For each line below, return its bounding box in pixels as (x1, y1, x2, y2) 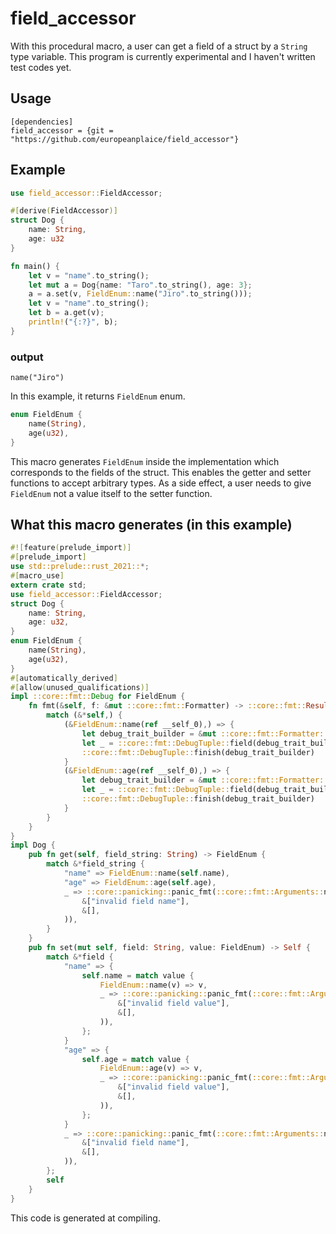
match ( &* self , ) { (46, 710, 123, 721)
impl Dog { (10, 840, 56, 851)
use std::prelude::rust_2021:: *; (10, 562, 150, 572)
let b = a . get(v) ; (28, 308, 105, 318)
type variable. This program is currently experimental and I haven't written (10, 50, 316, 62)
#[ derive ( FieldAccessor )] (10, 206, 118, 216)
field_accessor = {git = (10, 125, 114, 136)
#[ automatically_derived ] (10, 673, 118, 683)
